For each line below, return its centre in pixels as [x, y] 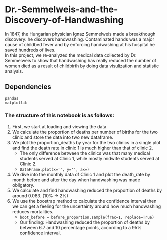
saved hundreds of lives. [30, 50]
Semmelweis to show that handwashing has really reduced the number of [81, 60]
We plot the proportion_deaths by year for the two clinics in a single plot [86, 143]
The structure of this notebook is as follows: [60, 115]
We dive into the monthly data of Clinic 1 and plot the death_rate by [81, 175]
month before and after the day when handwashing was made [76, 180]
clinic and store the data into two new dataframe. [63, 137]
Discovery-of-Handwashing [64, 20]
